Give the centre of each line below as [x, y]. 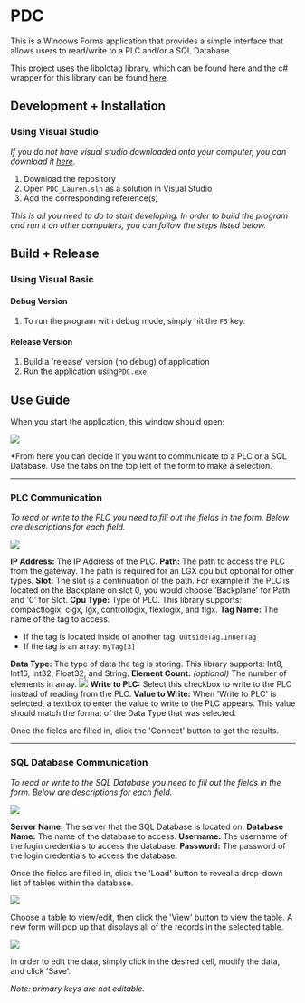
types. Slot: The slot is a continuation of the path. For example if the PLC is [150, 581]
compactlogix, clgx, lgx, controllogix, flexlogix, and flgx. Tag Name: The [144, 610]
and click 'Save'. [41, 970]
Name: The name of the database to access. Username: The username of [149, 836]
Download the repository [70, 178]
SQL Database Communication [79, 763]
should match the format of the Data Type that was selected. [124, 713]
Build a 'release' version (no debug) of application [117, 362]
